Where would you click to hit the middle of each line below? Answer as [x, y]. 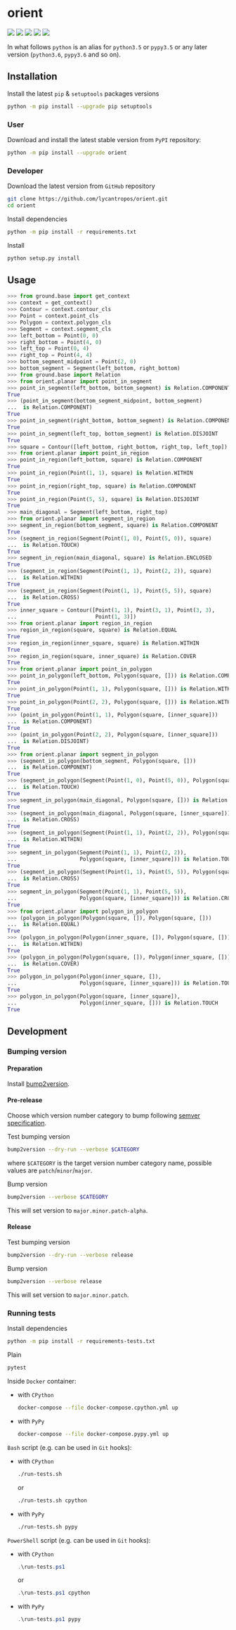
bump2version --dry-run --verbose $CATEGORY [73, 1150]
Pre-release [25, 1100]
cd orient [22, 206]
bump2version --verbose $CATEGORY [58, 1197]
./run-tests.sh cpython [52, 1501]
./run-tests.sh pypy [47, 1527]
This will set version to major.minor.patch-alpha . [78, 1211]
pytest [17, 1368]
